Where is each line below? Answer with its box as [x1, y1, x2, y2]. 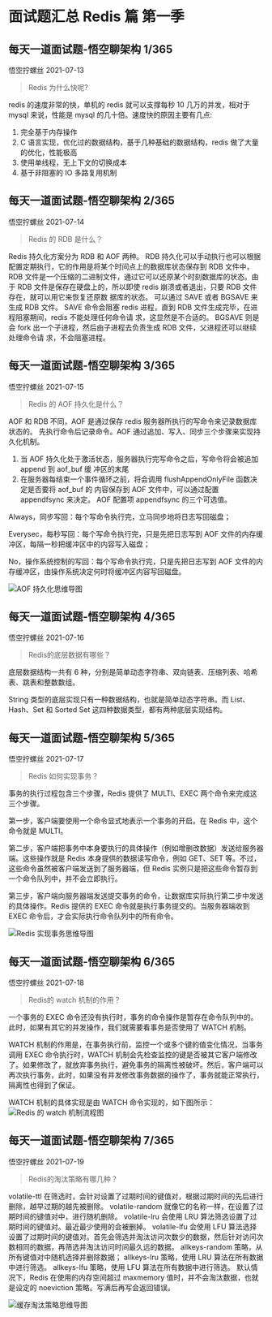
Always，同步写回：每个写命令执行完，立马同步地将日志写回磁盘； [8, 512, 232, 521]
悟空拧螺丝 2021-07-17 [8, 754, 84, 764]
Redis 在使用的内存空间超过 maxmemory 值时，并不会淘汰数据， [29, 1272, 245, 1282]
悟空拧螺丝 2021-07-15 [8, 382, 84, 391]
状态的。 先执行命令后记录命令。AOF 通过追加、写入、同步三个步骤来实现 [8, 426, 254, 436]
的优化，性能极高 [19, 148, 78, 157]
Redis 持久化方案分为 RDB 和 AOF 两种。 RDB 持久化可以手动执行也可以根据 [8, 251, 261, 261]
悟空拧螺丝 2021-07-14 [8, 217, 85, 227]
